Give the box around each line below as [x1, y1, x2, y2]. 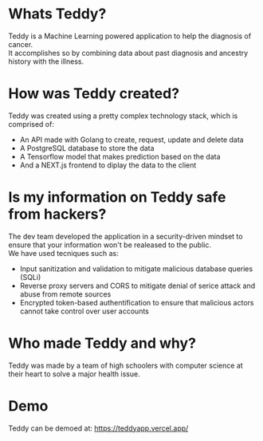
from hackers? [8, 205, 107, 223]
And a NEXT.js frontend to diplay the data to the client [19, 160, 197, 170]
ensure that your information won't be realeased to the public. [8, 240, 212, 250]
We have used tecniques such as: [8, 248, 119, 258]
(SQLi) [19, 272, 41, 282]
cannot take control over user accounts [19, 306, 149, 316]
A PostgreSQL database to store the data [19, 143, 155, 152]
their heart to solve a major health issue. [8, 368, 141, 379]
